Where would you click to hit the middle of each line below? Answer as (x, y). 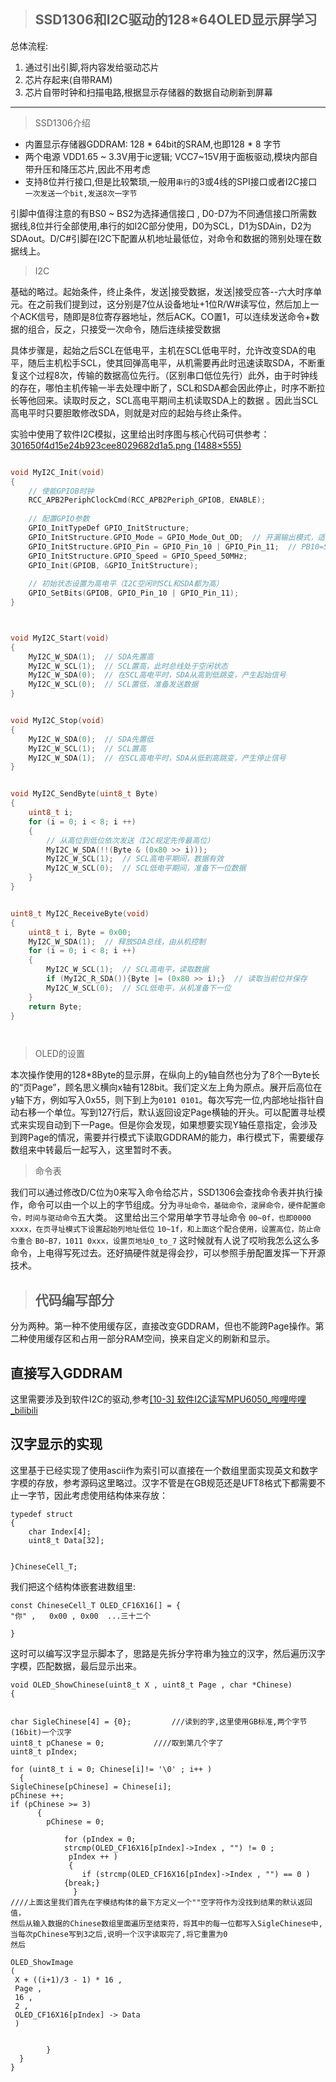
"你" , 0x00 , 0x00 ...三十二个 (81, 1616)
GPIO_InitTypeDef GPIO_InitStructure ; (109, 528)
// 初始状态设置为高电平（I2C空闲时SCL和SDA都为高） (126, 584)
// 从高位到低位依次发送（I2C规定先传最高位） (130, 840)
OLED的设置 (59, 1054)
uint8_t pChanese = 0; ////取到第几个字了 (117, 1743)
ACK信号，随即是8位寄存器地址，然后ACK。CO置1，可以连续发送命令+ (165, 316)
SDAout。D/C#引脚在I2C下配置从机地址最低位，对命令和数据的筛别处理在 (161, 238)
